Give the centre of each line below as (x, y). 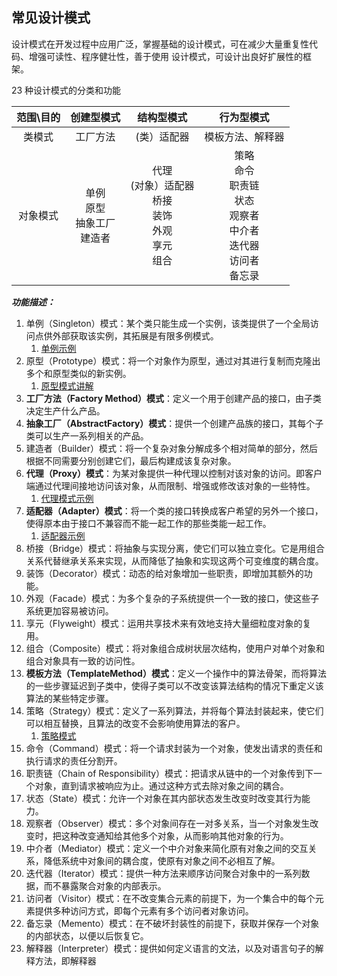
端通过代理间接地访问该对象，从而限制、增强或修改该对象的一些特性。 (170, 485)
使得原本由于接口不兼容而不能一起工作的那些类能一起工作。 (148, 523)
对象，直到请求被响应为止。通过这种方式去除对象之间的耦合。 (161, 785)
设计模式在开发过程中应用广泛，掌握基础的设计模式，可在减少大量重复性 (160, 44)
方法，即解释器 (65, 960)
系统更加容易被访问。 (69, 610)
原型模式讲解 (67, 385)
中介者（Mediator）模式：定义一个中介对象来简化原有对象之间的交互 (167, 848)
